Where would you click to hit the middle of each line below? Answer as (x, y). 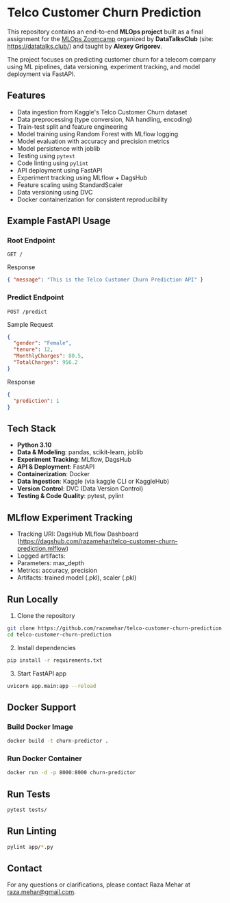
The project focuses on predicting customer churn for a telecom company (112, 59)
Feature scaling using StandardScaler (70, 185)
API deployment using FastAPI (60, 170)
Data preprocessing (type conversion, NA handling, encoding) (105, 119)
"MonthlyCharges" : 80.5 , (49, 356)
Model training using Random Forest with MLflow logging (98, 134)
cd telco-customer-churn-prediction (59, 634)
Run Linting (32, 831)
